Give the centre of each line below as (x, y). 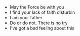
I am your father (26, 18)
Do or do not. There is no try (39, 23)
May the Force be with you (37, 7)
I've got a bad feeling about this (42, 28)
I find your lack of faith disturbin (42, 12)
